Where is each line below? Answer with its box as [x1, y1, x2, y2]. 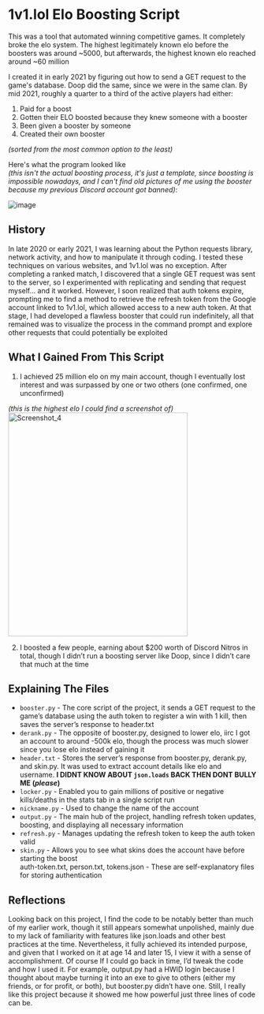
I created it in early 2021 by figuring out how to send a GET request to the [8, 72, 247, 81]
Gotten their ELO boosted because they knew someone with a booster [19, 112, 248, 121]
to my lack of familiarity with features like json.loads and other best [8, 931, 226, 941]
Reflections [8, 893, 66, 907]
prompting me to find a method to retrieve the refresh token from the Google [8, 294, 256, 304]
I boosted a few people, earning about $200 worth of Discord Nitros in [19, 643, 248, 652]
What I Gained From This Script [8, 351, 164, 364]
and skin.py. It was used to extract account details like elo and [19, 762, 222, 771]
